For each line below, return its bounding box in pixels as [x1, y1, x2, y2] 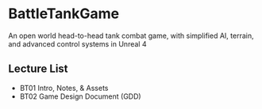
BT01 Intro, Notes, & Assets [19, 83, 109, 92]
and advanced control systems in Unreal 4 [8, 39, 147, 48]
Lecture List [8, 62, 69, 76]
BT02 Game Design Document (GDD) [19, 92, 141, 101]
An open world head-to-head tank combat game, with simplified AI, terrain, [8, 31, 254, 40]
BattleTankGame [8, 5, 120, 23]
